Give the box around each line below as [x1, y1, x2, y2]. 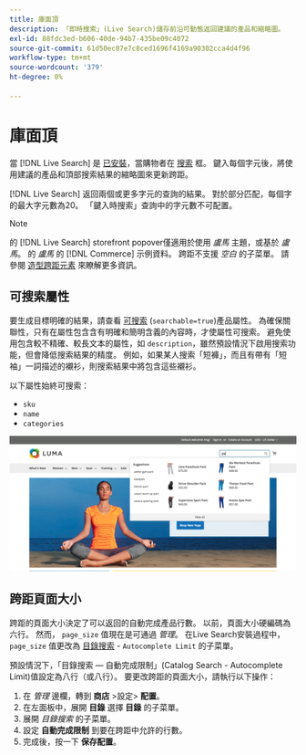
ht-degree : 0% [9, 73, 64, 82]
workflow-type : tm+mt [9, 53, 92, 63]
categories [22, 419, 65, 428]
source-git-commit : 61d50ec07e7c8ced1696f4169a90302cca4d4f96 [9, 44, 250, 53]
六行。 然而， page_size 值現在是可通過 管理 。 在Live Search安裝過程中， [9, 628, 285, 639]
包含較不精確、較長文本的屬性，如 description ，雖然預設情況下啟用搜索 [16, 338, 289, 349]
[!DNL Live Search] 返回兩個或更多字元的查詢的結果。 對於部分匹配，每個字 [9, 188, 293, 199]
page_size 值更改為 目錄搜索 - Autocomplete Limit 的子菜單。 [9, 640, 239, 651]
